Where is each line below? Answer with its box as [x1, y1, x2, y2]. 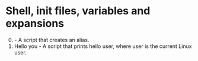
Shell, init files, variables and [5, 4, 151, 18]
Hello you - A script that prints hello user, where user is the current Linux [14, 43, 192, 50]
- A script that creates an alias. [14, 36, 90, 43]
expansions [5, 17, 65, 30]
